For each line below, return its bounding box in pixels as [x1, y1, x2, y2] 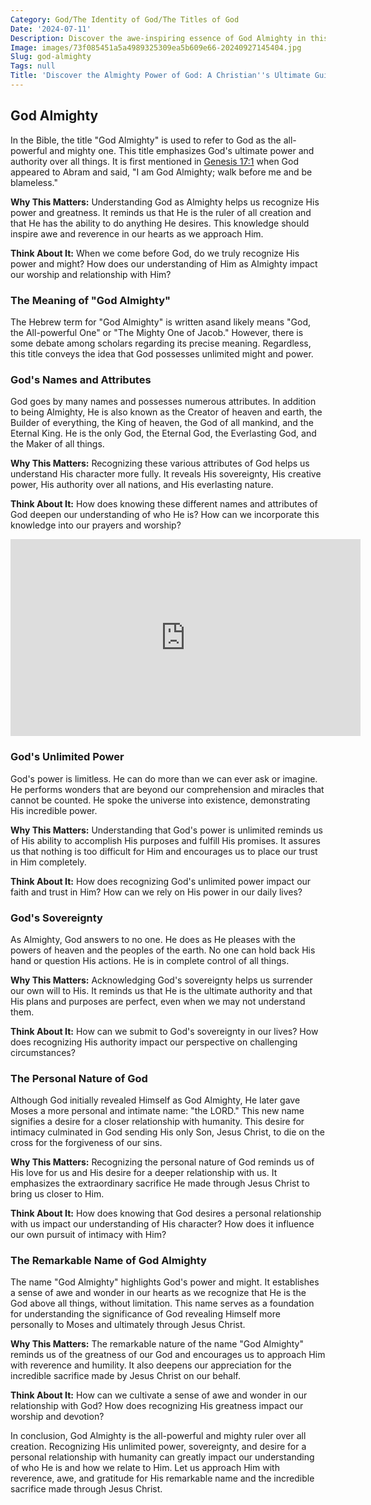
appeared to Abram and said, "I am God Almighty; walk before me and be [10, 166, 313, 178]
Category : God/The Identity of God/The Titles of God [10, 14, 240, 25]
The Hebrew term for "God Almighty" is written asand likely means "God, [10, 316, 312, 328]
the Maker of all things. [10, 438, 105, 450]
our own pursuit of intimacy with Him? [10, 1229, 167, 1241]
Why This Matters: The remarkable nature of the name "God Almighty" [10, 1338, 305, 1350]
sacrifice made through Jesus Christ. [10, 1483, 163, 1495]
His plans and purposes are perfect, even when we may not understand [10, 995, 306, 1007]
